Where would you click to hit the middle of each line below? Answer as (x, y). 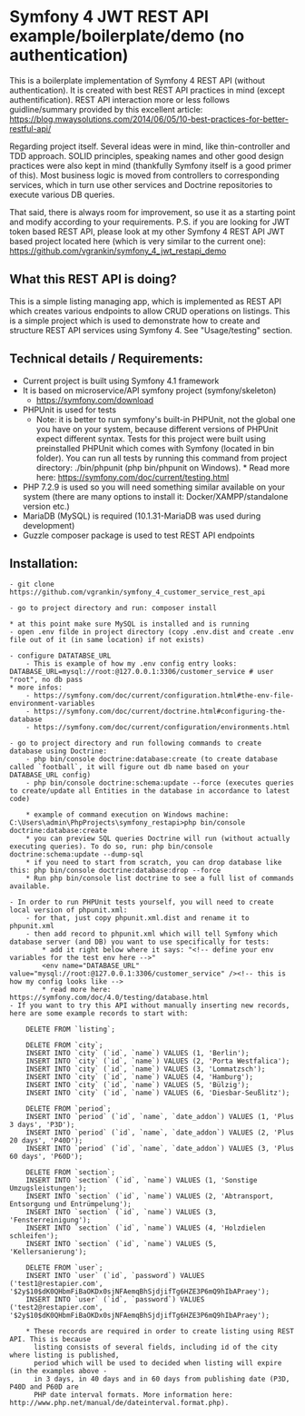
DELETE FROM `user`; (64, 1268)
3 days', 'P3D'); (42, 1125)
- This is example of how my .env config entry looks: (132, 664)
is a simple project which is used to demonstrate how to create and (135, 321)
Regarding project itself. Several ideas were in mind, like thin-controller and (150, 146)
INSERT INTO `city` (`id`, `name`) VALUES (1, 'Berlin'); (138, 1054)
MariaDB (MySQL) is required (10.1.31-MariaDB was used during (142, 516)
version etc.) (46, 506)
